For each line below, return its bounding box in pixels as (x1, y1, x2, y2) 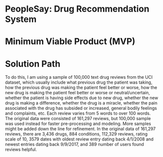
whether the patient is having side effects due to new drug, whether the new (5, 95, 158, 101)
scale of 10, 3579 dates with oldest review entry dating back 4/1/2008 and (5, 136, 154, 142)
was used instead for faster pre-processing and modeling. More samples (5, 121, 151, 127)
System (5, 14, 37, 25)
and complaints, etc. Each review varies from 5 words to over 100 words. (5, 110, 151, 116)
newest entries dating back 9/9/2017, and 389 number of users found (5, 141, 145, 147)
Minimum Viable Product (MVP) (5, 36, 135, 47)
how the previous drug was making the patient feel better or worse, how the (5, 85, 157, 90)
